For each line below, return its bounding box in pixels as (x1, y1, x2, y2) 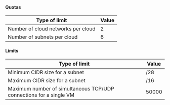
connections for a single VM (8, 91, 75, 98)
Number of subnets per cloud (8, 33, 78, 40)
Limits (5, 47, 19, 54)
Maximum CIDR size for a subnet (8, 77, 86, 84)
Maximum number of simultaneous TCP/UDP (8, 85, 114, 92)
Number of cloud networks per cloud (8, 25, 96, 32)
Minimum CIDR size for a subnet (8, 69, 84, 76)
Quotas (5, 4, 21, 10)
